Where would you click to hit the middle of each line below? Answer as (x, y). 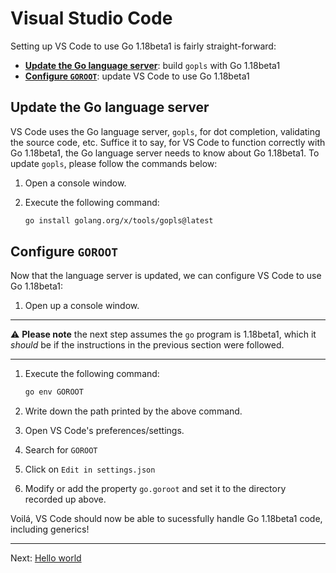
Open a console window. (75, 183)
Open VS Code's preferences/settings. (104, 431)
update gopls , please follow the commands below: (114, 163)
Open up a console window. (82, 306)
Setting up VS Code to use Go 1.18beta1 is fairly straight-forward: (143, 46)
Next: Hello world (46, 558)
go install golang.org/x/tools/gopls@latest (119, 220)
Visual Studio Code (91, 18)
